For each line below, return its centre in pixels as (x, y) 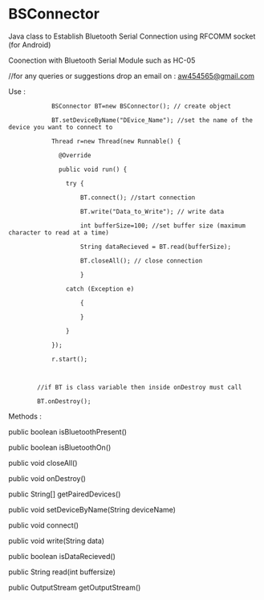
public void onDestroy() (47, 478)
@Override (75, 155)
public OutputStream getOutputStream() (75, 587)
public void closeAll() (43, 463)
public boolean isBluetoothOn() (60, 447)
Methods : (25, 416)
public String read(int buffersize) (62, 572)
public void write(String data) (57, 541)
